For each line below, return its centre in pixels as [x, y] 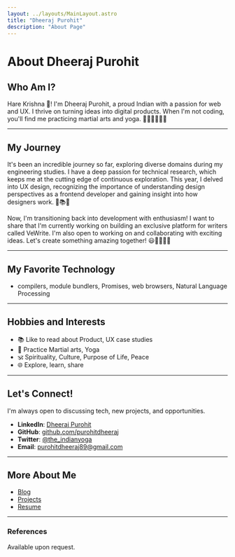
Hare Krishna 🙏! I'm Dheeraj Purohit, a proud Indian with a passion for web [114, 104]
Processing [34, 294]
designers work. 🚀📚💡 [38, 202]
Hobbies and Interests [57, 322]
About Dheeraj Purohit [73, 61]
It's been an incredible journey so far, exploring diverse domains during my [115, 165]
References [27, 532]
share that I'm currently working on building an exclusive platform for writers [117, 226]
